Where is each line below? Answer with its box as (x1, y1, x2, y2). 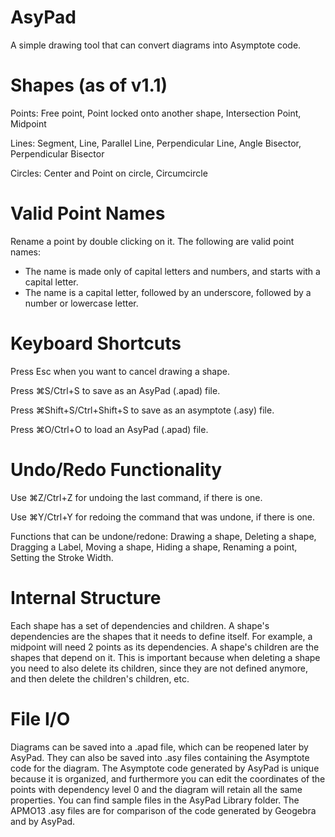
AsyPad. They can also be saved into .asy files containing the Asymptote (10, 751, 310, 763)
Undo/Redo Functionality (10, 458, 223, 481)
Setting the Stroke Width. (10, 551, 114, 563)
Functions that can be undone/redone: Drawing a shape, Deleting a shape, (10, 530, 317, 542)
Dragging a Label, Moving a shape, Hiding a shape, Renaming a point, (10, 541, 298, 553)
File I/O (10, 707, 71, 730)
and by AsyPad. (10, 815, 76, 827)
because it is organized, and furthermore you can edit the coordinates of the (10, 772, 326, 785)
